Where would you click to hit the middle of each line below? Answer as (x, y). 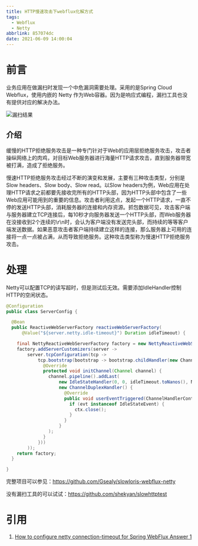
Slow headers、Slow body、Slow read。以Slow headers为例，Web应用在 (95, 185)
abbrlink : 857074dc (30, 34)
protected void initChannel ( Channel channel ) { (103, 371)
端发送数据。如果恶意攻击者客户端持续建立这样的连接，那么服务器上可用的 (96, 229)
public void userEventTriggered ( (105, 399)
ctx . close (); (91, 409)
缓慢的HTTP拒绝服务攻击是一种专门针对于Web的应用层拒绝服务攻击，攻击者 (99, 150)
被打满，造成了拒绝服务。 (37, 165)
